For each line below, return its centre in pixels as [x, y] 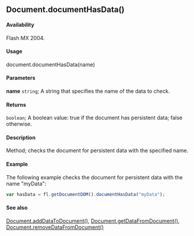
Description [21, 137]
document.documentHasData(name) [51, 64]
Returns [16, 104]
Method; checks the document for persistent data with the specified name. [97, 150]
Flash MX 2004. [26, 38]
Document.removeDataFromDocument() [55, 227]
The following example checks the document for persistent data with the [95, 177]
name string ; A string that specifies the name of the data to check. [88, 91]
